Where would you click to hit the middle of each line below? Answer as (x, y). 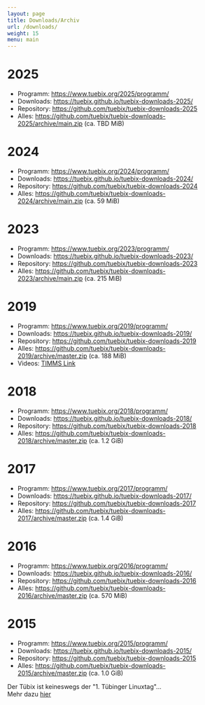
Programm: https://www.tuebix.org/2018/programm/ (93, 411)
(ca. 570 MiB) (108, 595)
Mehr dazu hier (29, 694)
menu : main (23, 40)
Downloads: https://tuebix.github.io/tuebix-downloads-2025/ (105, 102)
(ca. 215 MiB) (103, 278)
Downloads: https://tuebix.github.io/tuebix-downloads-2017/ (105, 496)
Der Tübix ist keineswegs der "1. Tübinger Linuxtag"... (85, 686)
